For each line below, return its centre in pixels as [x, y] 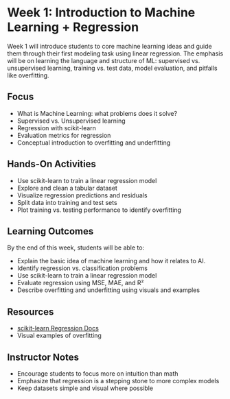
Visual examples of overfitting [59, 336]
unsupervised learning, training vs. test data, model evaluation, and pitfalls [112, 68]
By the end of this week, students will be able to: [76, 247]
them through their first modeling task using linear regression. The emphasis [115, 53]
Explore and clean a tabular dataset [67, 188]
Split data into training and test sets [67, 202]
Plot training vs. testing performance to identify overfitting [99, 210]
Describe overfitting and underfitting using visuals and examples [108, 290]
